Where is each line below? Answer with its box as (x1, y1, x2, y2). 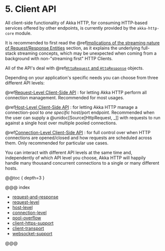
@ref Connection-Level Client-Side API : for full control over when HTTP (5, 129, 151, 135)
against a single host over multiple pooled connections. (5, 120, 117, 126)
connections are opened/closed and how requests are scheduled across (5, 135, 152, 141)
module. (15, 30, 32, 36)
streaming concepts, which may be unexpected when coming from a (17, 50, 157, 56)
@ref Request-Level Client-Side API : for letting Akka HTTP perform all (5, 89, 147, 95)
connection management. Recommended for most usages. (5, 95, 125, 101)
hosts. (5, 165, 18, 171)
